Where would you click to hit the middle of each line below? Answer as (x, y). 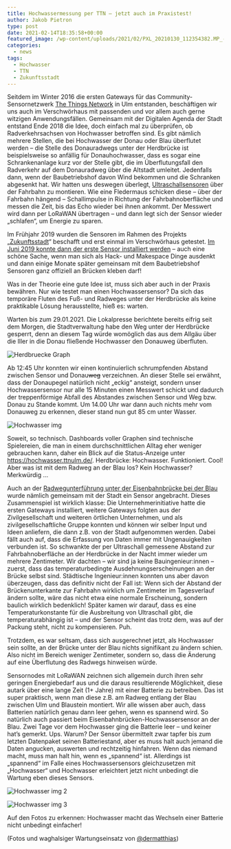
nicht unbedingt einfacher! (45, 825)
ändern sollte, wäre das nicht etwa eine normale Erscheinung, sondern (107, 598)
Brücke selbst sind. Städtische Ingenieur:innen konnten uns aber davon (108, 576)
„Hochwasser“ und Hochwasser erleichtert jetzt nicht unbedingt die (103, 771)
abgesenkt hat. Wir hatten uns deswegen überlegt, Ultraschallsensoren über (115, 185)
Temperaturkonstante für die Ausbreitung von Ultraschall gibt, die (100, 613)
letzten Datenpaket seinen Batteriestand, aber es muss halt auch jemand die (115, 741)
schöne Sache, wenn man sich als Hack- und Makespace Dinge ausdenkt (111, 256)
